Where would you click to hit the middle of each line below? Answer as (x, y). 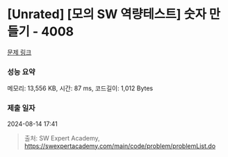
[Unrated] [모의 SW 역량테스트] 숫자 (107, 14)
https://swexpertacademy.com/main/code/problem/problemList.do (120, 146)
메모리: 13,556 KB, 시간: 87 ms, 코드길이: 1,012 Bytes (80, 88)
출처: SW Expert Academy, (62, 138)
